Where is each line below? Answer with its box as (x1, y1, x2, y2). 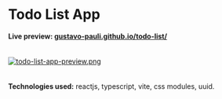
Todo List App (8, 5, 100, 24)
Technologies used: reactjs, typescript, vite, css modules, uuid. (8, 81, 215, 91)
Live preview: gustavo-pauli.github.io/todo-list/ (8, 31, 167, 41)
